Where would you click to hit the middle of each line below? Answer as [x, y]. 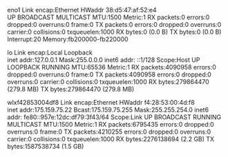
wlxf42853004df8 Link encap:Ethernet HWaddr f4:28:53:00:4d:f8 [101, 102]
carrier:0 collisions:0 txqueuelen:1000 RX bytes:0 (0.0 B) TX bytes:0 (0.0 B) [114, 32]
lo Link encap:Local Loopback [50, 52]
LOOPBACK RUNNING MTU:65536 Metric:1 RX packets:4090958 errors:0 [112, 67]
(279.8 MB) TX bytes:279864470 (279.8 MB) [71, 89]
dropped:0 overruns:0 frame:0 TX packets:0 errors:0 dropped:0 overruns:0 [114, 24]
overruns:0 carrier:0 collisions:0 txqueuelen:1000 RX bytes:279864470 [108, 82]
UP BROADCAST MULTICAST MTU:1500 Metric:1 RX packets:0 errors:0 [108, 17]
